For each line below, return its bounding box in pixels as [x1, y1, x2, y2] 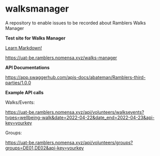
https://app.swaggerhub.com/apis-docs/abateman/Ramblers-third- [5, 74, 146, 80]
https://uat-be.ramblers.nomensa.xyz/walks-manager [5, 54, 117, 61]
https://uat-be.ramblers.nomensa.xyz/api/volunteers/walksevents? [5, 109, 144, 115]
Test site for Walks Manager [5, 35, 66, 41]
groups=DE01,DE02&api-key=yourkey [5, 145, 84, 151]
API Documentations [5, 64, 50, 70]
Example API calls [5, 89, 44, 95]
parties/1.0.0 [5, 80, 31, 86]
